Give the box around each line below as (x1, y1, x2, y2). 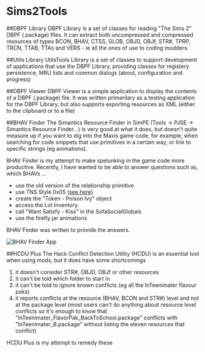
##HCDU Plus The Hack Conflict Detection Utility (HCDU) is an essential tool (6, 250, 199, 257)
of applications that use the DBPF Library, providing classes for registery (6, 63, 190, 70)
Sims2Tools (6, 4, 67, 18)
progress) (6, 75, 31, 83)
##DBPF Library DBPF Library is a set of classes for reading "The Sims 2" (6, 25, 192, 32)
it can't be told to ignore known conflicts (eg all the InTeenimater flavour (15, 281, 197, 289)
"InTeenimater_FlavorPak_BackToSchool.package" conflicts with (15, 314, 178, 321)
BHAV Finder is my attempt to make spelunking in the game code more (6, 156, 185, 164)
